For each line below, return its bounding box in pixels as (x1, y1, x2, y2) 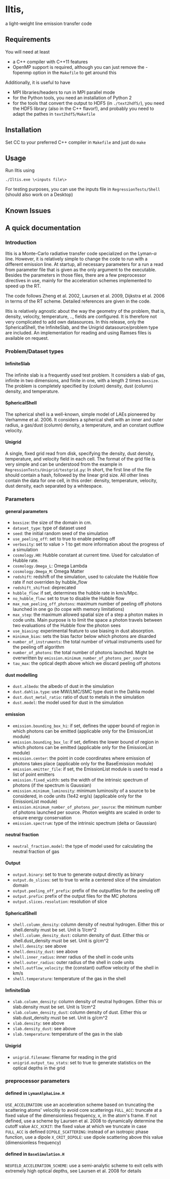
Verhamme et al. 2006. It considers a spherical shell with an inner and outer (5, 416, 163, 422)
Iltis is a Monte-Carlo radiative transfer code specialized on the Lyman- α (5, 251, 157, 257)
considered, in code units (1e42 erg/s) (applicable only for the (12, 793, 142, 799)
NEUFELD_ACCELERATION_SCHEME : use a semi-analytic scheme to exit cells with (5, 1162, 163, 1168)
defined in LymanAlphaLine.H (5, 1090, 65, 1096)
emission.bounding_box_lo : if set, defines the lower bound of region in (12, 739, 159, 745)
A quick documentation (5, 224, 81, 232)
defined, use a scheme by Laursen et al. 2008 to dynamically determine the (5, 1117, 163, 1124)
